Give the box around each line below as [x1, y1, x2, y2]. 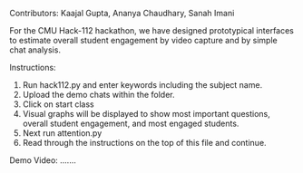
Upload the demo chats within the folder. [22, 90, 175, 100]
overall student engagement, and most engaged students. [22, 118, 239, 129]
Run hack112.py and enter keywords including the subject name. [22, 80, 263, 90]
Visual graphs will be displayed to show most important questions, [22, 109, 270, 119]
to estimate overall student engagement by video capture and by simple [9, 35, 279, 45]
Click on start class [22, 99, 94, 110]
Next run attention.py [22, 128, 103, 139]
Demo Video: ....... [9, 155, 77, 166]
